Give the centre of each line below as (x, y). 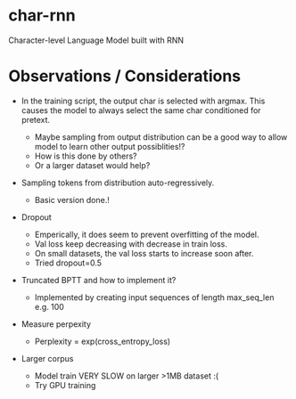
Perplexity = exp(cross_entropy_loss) (103, 341)
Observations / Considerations (125, 76)
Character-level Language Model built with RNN (96, 40)
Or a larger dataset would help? (92, 165)
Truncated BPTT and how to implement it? (99, 280)
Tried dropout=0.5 (68, 263)
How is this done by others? (86, 156)
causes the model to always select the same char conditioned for (141, 110)
